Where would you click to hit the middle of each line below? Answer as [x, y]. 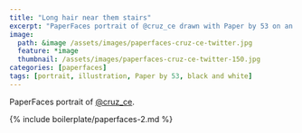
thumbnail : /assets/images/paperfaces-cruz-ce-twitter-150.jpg [139, 59]
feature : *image [48, 51]
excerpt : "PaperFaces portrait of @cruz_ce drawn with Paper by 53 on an [151, 26]
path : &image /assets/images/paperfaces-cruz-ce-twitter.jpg [135, 43]
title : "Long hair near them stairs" [80, 18]
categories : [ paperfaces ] [58, 68]
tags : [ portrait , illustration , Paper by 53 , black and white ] [131, 76]
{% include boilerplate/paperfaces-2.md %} [91, 119]
